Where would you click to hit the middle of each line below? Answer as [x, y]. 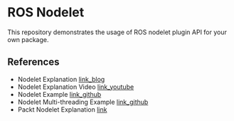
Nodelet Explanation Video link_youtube [76, 87]
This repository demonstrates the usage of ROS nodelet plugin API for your [117, 32]
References [33, 62]
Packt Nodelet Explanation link [62, 109]
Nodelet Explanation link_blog [61, 79]
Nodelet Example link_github [59, 94]
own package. [28, 39]
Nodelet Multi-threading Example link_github [83, 102]
